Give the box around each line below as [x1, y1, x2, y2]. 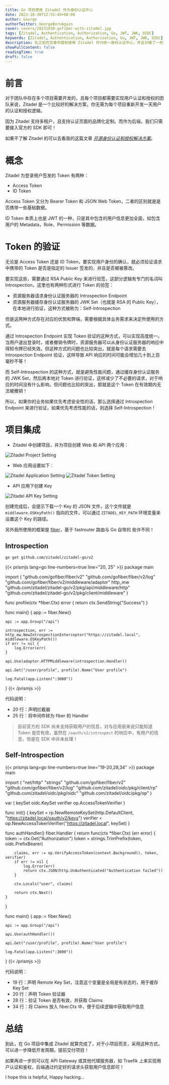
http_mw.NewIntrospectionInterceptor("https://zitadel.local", [5, 632, 141, 637]
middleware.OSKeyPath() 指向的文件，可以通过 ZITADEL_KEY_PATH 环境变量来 [5, 510, 161, 516]
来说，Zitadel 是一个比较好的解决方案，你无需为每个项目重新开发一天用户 [9, 101, 162, 107]
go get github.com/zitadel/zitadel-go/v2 [5, 555, 94, 560]
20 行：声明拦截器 [12, 706, 51, 712]
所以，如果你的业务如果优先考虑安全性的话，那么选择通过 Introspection [5, 398, 153, 404]
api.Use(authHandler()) [5, 931, 55, 937]
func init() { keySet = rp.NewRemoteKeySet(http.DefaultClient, [5, 809, 134, 816]
